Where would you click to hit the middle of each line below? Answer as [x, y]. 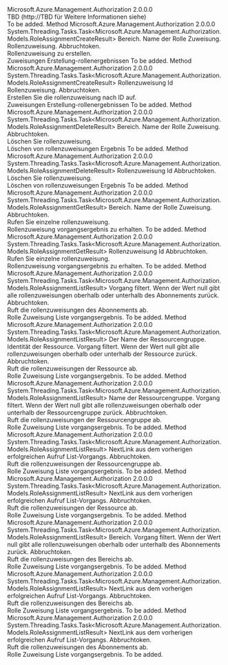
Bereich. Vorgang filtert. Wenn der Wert [165, 537]
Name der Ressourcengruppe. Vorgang [165, 398]
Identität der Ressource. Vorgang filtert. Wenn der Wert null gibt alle [103, 347]
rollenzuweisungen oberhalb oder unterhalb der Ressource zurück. [102, 354]
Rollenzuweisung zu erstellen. [50, 53]
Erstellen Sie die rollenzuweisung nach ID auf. [72, 97]
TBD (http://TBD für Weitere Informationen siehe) [77, 17]
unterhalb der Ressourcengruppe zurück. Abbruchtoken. [87, 413]
